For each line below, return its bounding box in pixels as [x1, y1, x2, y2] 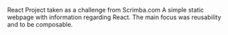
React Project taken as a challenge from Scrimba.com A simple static [7, 6, 204, 14]
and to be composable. [7, 21, 73, 28]
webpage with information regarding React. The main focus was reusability [7, 13, 222, 21]
